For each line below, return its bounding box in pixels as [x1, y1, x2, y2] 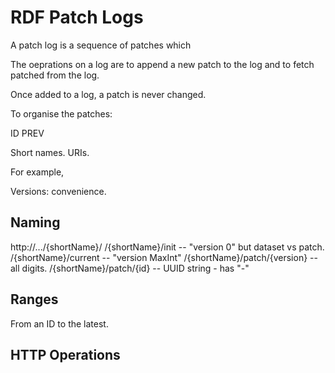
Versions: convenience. [10, 185, 107, 197]
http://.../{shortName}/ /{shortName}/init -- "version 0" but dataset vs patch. [10, 241, 325, 253]
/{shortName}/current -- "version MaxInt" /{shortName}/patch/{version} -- [10, 251, 318, 263]
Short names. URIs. [10, 146, 90, 158]
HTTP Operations [10, 346, 121, 363]
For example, [10, 166, 65, 178]
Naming [10, 214, 61, 231]
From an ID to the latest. [10, 317, 109, 330]
